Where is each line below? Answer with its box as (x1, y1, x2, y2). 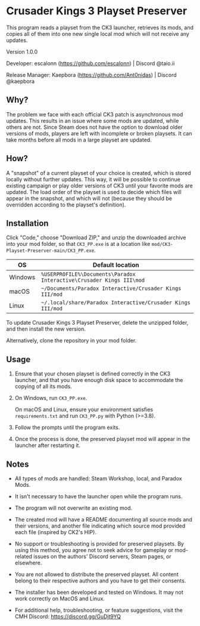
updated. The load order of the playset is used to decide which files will (6, 188, 182, 195)
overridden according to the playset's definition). (6, 201, 126, 208)
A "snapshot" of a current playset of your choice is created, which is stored (6, 169, 192, 177)
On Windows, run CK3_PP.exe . (14, 394, 87, 402)
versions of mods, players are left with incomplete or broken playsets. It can (6, 129, 192, 137)
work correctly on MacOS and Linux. (14, 595, 105, 602)
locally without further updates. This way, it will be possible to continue (6, 175, 180, 183)
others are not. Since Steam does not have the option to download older (6, 124, 183, 131)
